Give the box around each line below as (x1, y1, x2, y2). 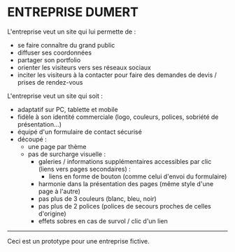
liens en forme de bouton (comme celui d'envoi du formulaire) (48, 172, 227, 181)
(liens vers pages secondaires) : (38, 164, 131, 173)
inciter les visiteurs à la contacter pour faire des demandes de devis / (17, 71, 217, 79)
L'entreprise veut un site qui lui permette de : (7, 27, 136, 36)
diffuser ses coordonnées (17, 48, 92, 57)
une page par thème (27, 142, 87, 150)
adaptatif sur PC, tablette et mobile (17, 105, 118, 113)
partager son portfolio (17, 55, 81, 64)
